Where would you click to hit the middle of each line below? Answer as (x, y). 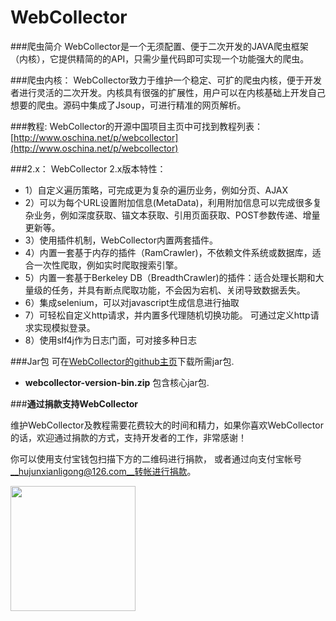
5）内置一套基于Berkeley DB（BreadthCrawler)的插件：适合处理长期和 (170, 277)
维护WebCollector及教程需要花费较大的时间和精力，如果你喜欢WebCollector (167, 425)
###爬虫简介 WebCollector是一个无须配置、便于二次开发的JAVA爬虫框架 (159, 46)
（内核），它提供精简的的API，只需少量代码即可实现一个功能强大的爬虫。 (160, 58)
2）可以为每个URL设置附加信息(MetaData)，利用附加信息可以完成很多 (168, 202)
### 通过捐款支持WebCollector (74, 403)
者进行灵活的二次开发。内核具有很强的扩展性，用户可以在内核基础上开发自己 (168, 92)
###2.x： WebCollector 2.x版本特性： (88, 168)
